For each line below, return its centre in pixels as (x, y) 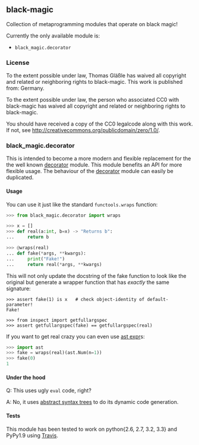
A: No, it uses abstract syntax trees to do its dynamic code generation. (92, 402)
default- (158, 299)
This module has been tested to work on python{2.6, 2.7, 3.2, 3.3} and (91, 429)
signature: (18, 289)
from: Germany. (25, 88)
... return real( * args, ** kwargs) (54, 264)
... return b (28, 237)
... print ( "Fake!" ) (36, 259)
